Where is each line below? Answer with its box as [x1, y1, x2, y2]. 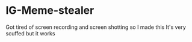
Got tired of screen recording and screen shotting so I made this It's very [5, 23, 186, 31]
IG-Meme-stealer [5, 4, 94, 17]
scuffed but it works [5, 29, 55, 37]
